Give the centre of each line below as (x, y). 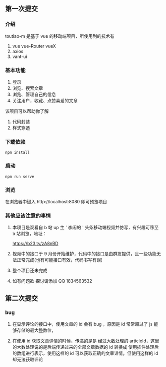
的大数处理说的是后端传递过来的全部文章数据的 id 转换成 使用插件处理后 (85, 347)
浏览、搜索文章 (28, 88)
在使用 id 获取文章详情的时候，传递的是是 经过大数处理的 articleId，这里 (86, 341)
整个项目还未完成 (30, 271)
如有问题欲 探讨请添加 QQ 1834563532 (52, 281)
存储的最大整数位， (36, 330)
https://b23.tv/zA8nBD (35, 244)
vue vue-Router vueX (34, 46)
